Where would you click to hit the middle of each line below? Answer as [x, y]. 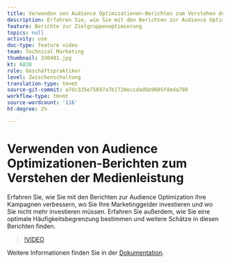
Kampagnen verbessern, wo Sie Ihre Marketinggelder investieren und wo [110, 204]
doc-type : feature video [42, 45]
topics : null [26, 33]
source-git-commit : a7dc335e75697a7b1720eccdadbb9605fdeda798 [98, 90]
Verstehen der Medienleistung [95, 178]
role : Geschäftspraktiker [44, 71]
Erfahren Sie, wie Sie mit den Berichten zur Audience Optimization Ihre [107, 197]
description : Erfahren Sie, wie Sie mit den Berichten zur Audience [107, 20]
